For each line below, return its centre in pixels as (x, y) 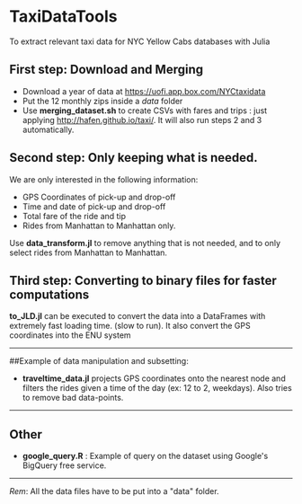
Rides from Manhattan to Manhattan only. (99, 225)
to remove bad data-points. (73, 398)
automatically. (48, 129)
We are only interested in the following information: (104, 179)
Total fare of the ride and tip (74, 216)
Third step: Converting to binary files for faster (143, 280)
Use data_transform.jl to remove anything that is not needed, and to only (145, 243)
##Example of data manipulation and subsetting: (99, 361)
